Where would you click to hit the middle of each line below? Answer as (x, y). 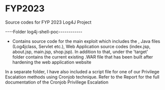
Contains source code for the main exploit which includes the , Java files (86, 41)
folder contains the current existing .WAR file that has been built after (82, 57)
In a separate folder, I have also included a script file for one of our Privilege (82, 71)
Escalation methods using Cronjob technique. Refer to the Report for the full (82, 77)
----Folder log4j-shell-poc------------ (44, 31)
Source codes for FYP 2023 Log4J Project (48, 22)
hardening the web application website (52, 62)
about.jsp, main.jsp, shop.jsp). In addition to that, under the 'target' (80, 52)
